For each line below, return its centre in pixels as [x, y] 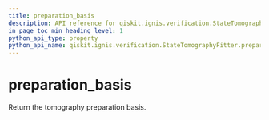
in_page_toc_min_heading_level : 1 [66, 30]
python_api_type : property [53, 38]
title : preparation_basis [51, 16]
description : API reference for [62, 23]
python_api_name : [37, 46]
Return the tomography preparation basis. [77, 107]
